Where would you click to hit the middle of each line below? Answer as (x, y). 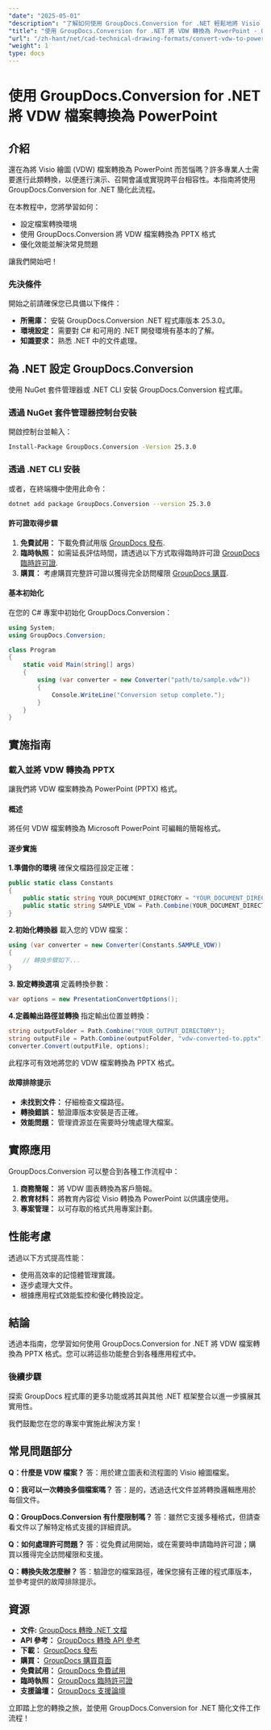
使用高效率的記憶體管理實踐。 (69, 1275)
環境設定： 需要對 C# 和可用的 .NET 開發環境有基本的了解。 (119, 331)
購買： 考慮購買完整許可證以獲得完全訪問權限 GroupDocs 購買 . (124, 573)
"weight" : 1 (28, 46)
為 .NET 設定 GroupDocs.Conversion (101, 369)
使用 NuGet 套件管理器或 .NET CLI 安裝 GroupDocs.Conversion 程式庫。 (128, 390)
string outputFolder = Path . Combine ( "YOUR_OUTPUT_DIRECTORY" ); (117, 1032)
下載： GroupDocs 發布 (59, 1651)
